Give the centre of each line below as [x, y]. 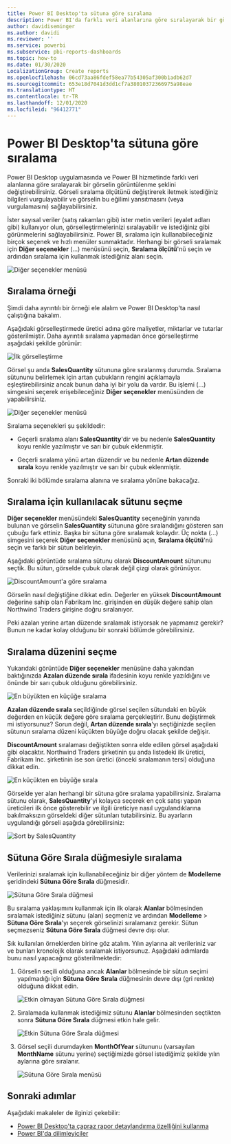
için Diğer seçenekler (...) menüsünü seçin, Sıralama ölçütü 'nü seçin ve [109, 249]
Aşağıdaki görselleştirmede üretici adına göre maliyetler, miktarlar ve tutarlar [115, 328]
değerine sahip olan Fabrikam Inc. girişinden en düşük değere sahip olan [110, 602]
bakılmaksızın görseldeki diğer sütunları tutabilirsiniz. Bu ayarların [100, 815]
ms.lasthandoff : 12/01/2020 [47, 103]
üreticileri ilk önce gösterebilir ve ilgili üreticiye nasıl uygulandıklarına [104, 808]
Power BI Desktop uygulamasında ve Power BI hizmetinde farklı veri [103, 177]
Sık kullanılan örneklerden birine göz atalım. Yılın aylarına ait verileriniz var [112, 943]
